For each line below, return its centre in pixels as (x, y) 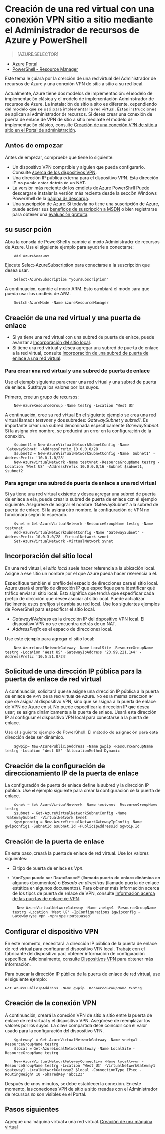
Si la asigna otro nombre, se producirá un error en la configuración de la (78, 431)
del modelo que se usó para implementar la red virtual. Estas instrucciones (81, 109)
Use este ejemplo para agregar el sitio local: (50, 639)
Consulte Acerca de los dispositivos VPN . (54, 172)
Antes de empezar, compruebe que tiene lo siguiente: (60, 157)
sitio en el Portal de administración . (41, 130)
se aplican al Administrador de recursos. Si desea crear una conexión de (79, 114)
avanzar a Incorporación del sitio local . (51, 343)
